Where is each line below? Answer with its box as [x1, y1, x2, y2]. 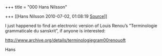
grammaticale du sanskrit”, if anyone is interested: [5, 28, 106, 33]
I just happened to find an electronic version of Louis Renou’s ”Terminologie [5, 23, 158, 28]
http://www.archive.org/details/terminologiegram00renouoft [5, 37, 126, 43]
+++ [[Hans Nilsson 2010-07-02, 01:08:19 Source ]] [5, 14, 107, 19]
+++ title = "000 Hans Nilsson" [5, 4, 67, 10]
